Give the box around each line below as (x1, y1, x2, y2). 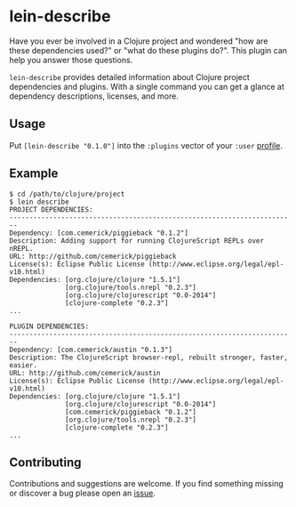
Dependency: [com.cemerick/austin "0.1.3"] (9, 345, 173, 354)
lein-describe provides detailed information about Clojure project (9, 71, 251, 82)
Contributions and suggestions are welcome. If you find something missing (9, 479, 284, 489)
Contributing (9, 455, 82, 470)
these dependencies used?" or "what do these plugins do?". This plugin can (9, 44, 287, 55)
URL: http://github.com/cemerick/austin (9, 368, 162, 377)
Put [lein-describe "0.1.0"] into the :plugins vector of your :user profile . (9, 140, 283, 150)
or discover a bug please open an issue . (9, 487, 156, 499)
